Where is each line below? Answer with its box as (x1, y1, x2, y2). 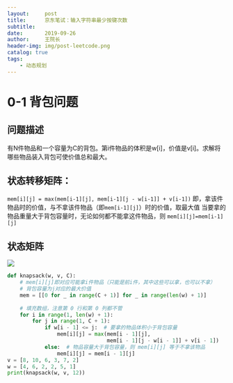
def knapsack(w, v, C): (7, 272, 77, 279)
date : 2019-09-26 (7, 29, 77, 37)
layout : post (7, 10, 58, 17)
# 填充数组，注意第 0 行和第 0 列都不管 (19, 304, 123, 312)
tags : (7, 56, 23, 63)
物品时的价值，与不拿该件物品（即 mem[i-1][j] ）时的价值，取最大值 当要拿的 (7, 203, 226, 212)
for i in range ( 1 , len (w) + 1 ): (19, 311, 113, 318)
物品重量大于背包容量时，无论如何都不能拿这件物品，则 (7, 212, 166, 220)
